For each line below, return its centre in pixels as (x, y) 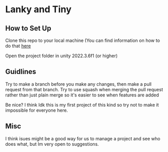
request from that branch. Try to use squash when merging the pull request (84, 89)
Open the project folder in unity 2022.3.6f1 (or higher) (62, 56)
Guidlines (21, 72)
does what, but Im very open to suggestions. (52, 144)
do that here (18, 46)
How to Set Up (28, 28)
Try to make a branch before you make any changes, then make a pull (78, 84)
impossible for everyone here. (37, 110)
